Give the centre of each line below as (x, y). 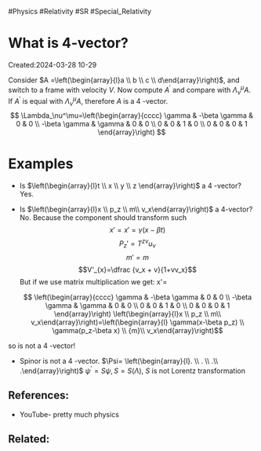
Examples (41, 164)
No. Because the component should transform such (103, 217)
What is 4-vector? (69, 43)
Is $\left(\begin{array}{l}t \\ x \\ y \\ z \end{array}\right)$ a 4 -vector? (130, 185)
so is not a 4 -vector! (42, 346)
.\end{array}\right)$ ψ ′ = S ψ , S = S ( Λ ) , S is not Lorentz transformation (132, 370)
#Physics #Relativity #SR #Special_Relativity (80, 11)
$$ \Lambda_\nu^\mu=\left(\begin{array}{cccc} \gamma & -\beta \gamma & (132, 115)
